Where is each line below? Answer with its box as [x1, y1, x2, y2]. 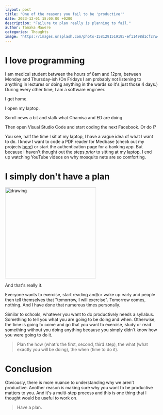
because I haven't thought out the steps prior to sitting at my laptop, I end [5, 149, 152, 155]
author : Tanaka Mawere [5, 25, 51, 30]
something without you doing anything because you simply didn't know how [5, 327, 158, 333]
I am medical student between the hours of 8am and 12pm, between [5, 71, 142, 77]
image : [5, 34, 18, 39]
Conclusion [5, 363, 52, 374]
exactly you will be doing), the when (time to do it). [16, 346, 119, 352]
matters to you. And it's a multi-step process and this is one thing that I [5, 390, 147, 396]
